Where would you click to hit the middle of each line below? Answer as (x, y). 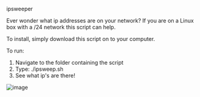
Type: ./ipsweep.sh (39, 69)
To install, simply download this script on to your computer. (81, 39)
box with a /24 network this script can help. (61, 27)
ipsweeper (20, 9)
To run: (15, 51)
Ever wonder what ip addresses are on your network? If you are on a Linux (100, 20)
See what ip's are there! (45, 75)
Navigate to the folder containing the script (69, 63)
